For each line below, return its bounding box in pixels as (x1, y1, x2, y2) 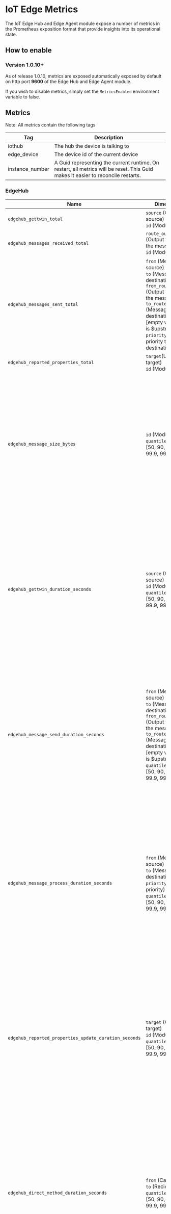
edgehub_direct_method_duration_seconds (8, 1190, 107, 1196)
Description (94, 134, 124, 141)
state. (5, 31, 17, 37)
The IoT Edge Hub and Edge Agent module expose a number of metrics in (5, 20, 160, 27)
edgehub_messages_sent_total (8, 301, 78, 307)
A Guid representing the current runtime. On (54, 159, 159, 166)
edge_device (8, 151, 39, 158)
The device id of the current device (54, 151, 138, 158)
